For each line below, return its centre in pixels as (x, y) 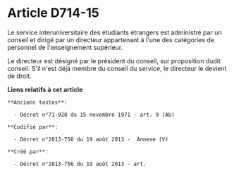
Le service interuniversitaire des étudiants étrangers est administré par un (115, 32)
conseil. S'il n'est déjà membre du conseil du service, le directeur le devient (117, 68)
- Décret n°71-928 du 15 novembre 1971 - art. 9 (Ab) (94, 115)
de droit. (19, 76)
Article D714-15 (54, 13)
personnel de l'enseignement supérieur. (65, 47)
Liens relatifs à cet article (45, 89)
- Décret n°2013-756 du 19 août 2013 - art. (80, 164)
